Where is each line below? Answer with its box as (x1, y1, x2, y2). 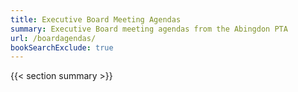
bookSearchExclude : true (10, 42, 114, 53)
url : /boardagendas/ (10, 33, 97, 43)
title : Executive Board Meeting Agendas (10, 14, 182, 25)
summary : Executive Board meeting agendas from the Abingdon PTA (10, 24, 288, 34)
